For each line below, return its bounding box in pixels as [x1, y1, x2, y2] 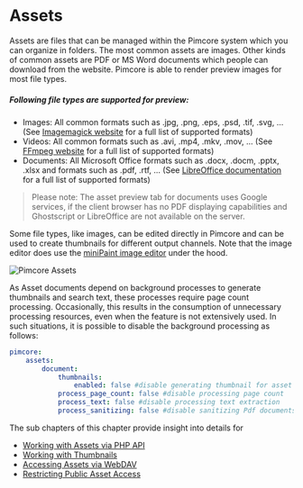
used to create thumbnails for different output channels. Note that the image [9, 238, 293, 249]
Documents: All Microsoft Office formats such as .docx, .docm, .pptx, [22, 155, 280, 166]
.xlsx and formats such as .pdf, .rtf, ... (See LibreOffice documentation [22, 164, 282, 176]
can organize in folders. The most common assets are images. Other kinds [9, 44, 286, 55]
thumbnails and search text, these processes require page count [9, 292, 250, 303]
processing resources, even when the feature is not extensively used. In [9, 311, 277, 321]
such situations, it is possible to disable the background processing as [9, 321, 271, 331]
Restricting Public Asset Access [22, 468, 142, 479]
